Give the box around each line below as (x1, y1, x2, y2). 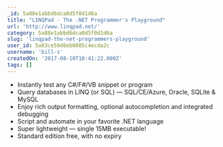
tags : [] (7, 61, 33, 68)
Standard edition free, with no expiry (17, 132, 122, 140)
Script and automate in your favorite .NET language (17, 117, 164, 125)
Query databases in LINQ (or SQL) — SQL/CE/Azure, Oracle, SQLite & (17, 88, 216, 96)
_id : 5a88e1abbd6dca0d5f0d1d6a (7, 10, 98, 17)
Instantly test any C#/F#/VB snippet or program (17, 80, 153, 88)
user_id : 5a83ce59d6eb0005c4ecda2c (7, 42, 110, 49)
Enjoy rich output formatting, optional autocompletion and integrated (17, 102, 213, 110)
